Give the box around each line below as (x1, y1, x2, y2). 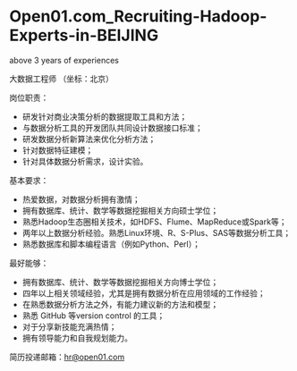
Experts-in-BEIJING (9, 25, 159, 46)
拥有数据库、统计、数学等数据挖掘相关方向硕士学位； (21, 205, 219, 215)
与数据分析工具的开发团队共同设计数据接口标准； (21, 122, 203, 133)
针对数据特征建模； (21, 145, 94, 156)
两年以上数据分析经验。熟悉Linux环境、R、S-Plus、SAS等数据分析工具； (21, 227, 292, 238)
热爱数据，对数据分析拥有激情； (21, 194, 140, 205)
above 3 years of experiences (9, 55, 119, 65)
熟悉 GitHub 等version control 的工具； (21, 310, 165, 321)
